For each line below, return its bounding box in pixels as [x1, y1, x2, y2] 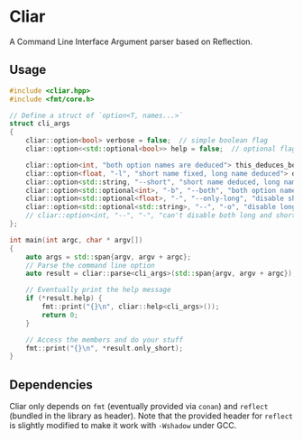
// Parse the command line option [25, 261, 155, 270]
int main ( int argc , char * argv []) [9, 235, 143, 244]
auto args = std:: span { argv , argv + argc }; [25, 252, 192, 261]
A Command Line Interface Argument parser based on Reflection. [9, 36, 253, 47]
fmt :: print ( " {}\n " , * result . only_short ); [25, 344, 183, 353]
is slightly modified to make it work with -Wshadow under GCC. [9, 420, 237, 431]
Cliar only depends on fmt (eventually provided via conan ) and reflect [9, 401, 269, 412]
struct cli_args [9, 119, 70, 128]
